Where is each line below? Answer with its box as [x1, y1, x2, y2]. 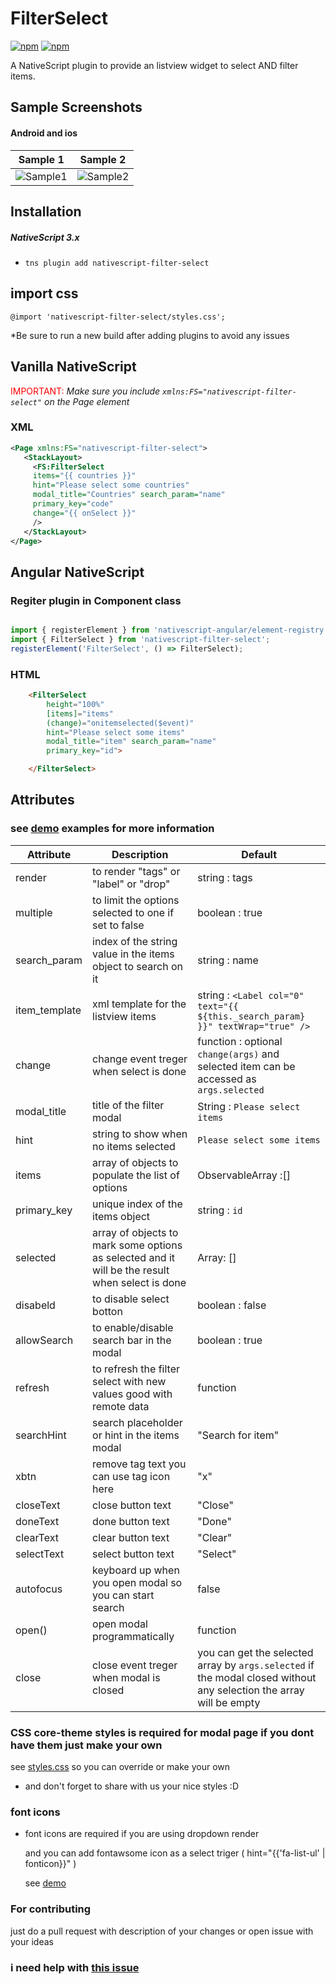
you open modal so [92, 1575, 183, 1589]
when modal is [92, 1670, 161, 1684]
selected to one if [92, 905, 175, 919]
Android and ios [10, 127, 78, 139]
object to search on [92, 959, 183, 973]
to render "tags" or [92, 864, 181, 878]
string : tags [197, 870, 253, 884]
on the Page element [44, 395, 130, 407]
